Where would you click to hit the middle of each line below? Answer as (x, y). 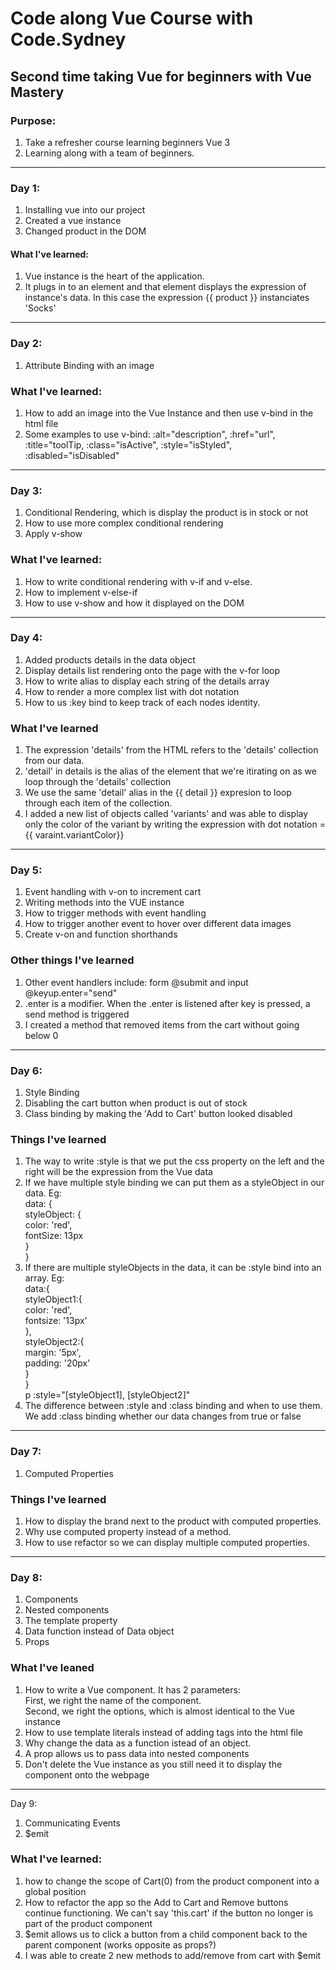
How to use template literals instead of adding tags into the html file (164, 1732)
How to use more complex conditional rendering (124, 523)
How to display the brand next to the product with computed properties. (173, 1521)
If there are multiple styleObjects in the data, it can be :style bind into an (173, 1268)
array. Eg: (44, 1278)
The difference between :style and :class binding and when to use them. (173, 1406)
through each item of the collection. (98, 803)
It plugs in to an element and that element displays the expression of (165, 287)
